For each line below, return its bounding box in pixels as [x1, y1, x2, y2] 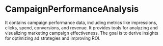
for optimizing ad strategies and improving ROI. [5, 35, 101, 41]
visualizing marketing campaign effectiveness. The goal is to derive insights [5, 30, 159, 36]
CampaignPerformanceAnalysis [5, 3, 139, 15]
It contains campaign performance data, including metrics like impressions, [5, 20, 158, 25]
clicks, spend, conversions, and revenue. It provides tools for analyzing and [5, 24, 158, 30]
